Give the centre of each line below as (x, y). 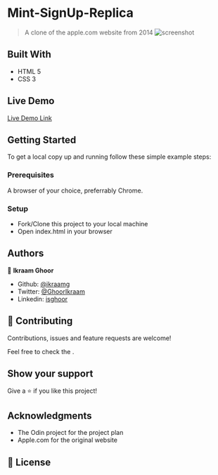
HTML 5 (29, 71)
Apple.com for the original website (68, 440)
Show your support (50, 373)
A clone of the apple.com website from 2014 (89, 32)
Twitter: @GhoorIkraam (51, 291)
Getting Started (42, 139)
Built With (29, 54)
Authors (26, 253)
